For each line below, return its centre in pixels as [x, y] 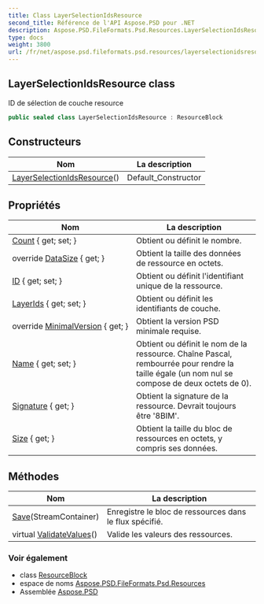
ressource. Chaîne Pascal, [184, 354]
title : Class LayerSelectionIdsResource [75, 15]
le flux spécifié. [135, 522]
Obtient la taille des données [189, 254]
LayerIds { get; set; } [49, 304]
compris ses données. [177, 448]
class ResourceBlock [53, 575]
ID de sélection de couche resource [66, 102]
